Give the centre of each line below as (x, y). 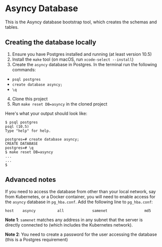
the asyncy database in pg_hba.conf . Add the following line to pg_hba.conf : (79, 202)
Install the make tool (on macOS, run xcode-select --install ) (73, 59)
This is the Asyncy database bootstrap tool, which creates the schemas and (81, 22)
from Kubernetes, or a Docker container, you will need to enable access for (80, 196)
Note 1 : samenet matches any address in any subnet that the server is (74, 220)
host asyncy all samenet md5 (78, 211)
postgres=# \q (19, 148)
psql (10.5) (17, 126)
